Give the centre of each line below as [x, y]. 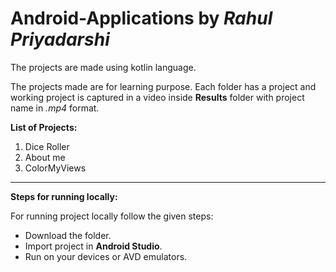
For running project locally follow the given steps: [112, 216]
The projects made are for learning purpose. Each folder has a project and [163, 86]
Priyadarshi [60, 39]
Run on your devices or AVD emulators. [106, 256]
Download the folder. [68, 235]
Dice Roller [47, 146]
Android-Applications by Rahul [141, 18]
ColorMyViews [55, 168]
